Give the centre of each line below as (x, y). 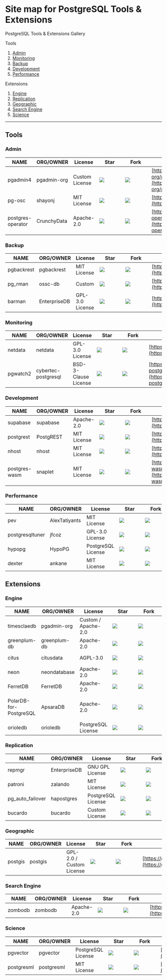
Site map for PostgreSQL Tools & (73, 9)
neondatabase (58, 672)
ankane (58, 563)
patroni (16, 784)
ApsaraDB (53, 707)
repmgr (16, 770)
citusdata (52, 657)
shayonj (45, 200)
